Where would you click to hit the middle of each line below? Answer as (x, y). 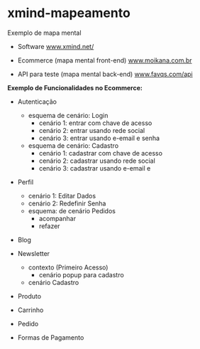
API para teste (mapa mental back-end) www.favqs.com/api (105, 74)
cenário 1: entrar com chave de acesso (95, 123)
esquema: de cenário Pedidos (72, 210)
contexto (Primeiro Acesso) (68, 267)
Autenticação (37, 102)
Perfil (26, 182)
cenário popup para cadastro (81, 274)
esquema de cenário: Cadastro (73, 145)
